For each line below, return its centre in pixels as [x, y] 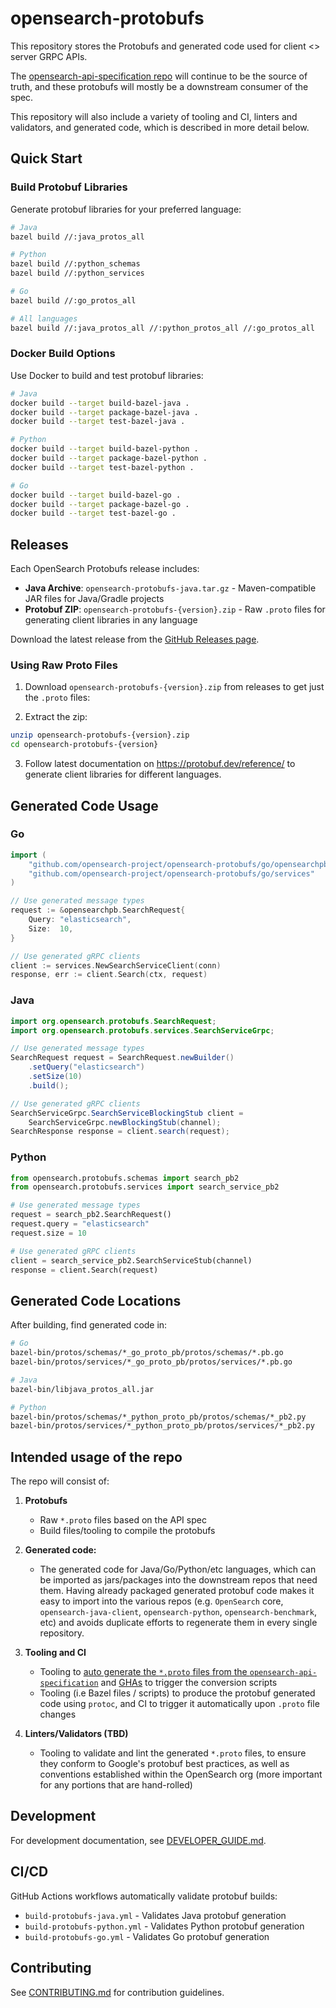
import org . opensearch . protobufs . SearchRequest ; [113, 1021]
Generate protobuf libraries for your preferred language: [126, 209]
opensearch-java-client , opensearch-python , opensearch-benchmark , [178, 1612]
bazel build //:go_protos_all [73, 300]
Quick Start [46, 158]
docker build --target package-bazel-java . [104, 412]
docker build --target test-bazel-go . [93, 513]
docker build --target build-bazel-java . [100, 403]
